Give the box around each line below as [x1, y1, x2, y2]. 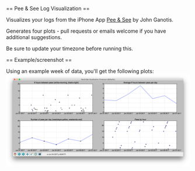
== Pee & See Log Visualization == [6, 5, 90, 12]
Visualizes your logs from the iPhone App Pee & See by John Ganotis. [6, 16, 174, 23]
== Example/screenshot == [6, 57, 72, 63]
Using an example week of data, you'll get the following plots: [6, 68, 154, 75]
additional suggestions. [6, 34, 62, 40]
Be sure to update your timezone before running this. [6, 45, 133, 52]
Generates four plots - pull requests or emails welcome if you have [6, 27, 166, 34]
